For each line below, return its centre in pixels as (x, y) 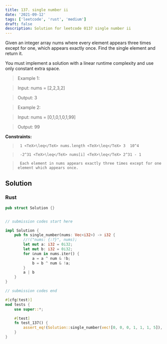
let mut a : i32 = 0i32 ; (48, 245)
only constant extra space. (33, 69)
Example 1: (29, 78)
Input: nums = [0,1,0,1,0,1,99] (47, 117)
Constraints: (19, 137)
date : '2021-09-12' (26, 15)
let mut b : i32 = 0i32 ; (48, 249)
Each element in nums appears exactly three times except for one (91, 164)
